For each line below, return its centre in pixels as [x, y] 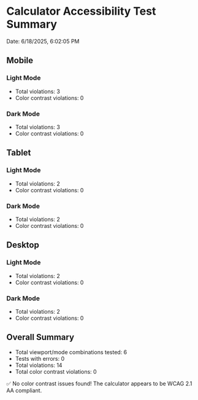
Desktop [23, 245]
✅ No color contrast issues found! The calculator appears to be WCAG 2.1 [99, 383]
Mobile [20, 60]
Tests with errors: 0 [40, 358]
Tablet [19, 153]
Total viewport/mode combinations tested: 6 [71, 352]
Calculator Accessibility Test [81, 11]
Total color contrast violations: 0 [56, 371]
